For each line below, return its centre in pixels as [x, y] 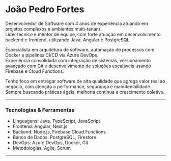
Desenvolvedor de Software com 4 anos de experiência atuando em [77, 23]
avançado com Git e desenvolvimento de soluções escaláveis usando [78, 66]
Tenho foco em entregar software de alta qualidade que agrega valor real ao [85, 81]
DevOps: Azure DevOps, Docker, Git [50, 143]
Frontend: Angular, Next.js [40, 126]
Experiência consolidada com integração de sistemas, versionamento [78, 60]
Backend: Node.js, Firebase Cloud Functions [59, 132]
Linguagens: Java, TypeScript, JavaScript [56, 121]
